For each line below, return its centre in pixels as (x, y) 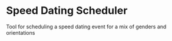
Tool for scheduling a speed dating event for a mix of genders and (86, 27)
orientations (21, 32)
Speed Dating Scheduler (67, 11)
